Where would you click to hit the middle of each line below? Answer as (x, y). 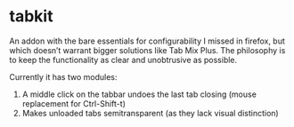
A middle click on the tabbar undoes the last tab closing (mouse (139, 94)
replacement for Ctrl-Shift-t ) (74, 103)
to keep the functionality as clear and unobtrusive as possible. (123, 60)
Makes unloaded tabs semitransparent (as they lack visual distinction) (150, 113)
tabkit (31, 16)
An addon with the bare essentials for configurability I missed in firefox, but (147, 41)
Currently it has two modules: (63, 76)
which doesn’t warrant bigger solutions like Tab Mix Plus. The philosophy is (147, 50)
